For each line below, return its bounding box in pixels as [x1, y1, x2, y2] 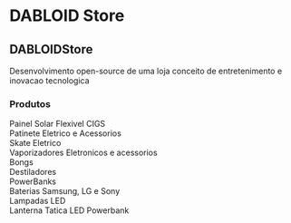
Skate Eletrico [9, 138, 62, 149]
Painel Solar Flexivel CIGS [9, 119, 106, 130]
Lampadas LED [9, 196, 66, 207]
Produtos [9, 97, 52, 110]
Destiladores [9, 167, 57, 178]
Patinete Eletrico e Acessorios [9, 128, 122, 139]
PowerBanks [9, 176, 57, 187]
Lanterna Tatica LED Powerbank [9, 205, 130, 216]
